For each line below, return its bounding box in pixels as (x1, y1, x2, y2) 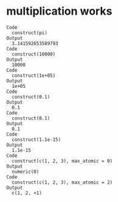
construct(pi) (12, 29, 47, 36)
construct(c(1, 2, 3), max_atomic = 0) (12, 157, 113, 164)
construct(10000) (12, 51, 56, 57)
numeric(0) (12, 168, 40, 175)
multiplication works (6, 4, 113, 18)
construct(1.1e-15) (12, 136, 61, 143)
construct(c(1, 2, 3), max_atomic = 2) (12, 179, 113, 186)
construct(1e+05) (12, 72, 56, 79)
